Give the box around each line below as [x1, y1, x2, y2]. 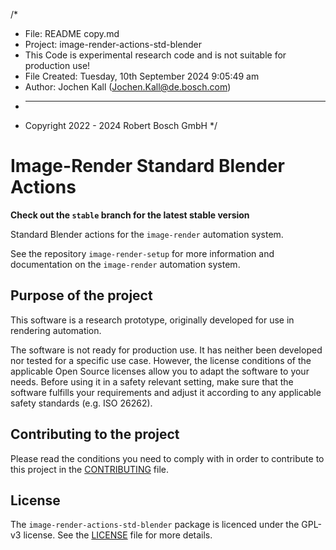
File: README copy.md [24, 28, 120, 39]
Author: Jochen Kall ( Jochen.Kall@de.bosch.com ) [24, 81, 232, 93]
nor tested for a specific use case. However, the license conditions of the [10, 354, 312, 366]
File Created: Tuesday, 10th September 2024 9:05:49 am [24, 70, 260, 82]
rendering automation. [10, 324, 102, 336]
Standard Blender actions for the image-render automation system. [10, 228, 284, 240]
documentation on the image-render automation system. [10, 258, 241, 270]
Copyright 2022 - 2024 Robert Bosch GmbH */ [24, 120, 218, 131]
